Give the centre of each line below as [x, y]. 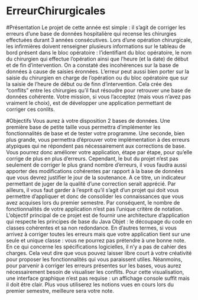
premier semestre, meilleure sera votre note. [60, 291]
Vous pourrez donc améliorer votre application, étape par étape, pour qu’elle [99, 152]
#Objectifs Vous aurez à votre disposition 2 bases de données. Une [88, 120]
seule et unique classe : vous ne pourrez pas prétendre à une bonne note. [96, 240]
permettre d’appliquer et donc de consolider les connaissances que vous [95, 196]
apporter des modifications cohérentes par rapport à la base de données [95, 171]
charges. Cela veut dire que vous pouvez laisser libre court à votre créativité [99, 253]
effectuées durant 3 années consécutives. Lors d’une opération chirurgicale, [99, 40]
